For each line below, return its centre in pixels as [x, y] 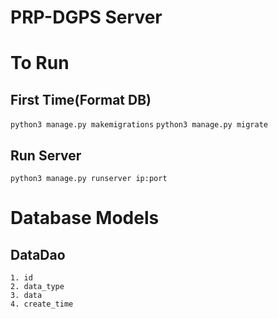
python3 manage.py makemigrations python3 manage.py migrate [139, 125]
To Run [40, 63]
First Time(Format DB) [81, 99]
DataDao [38, 254]
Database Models [85, 218]
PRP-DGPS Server [86, 17]
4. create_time [42, 304]
